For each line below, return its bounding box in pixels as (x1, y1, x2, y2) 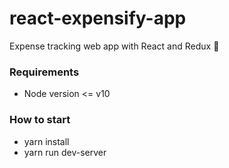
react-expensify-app (9, 7, 187, 30)
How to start (9, 113, 71, 127)
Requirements (9, 65, 80, 79)
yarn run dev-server (23, 146, 107, 158)
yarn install (23, 135, 70, 147)
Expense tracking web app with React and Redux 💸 (9, 40, 220, 52)
